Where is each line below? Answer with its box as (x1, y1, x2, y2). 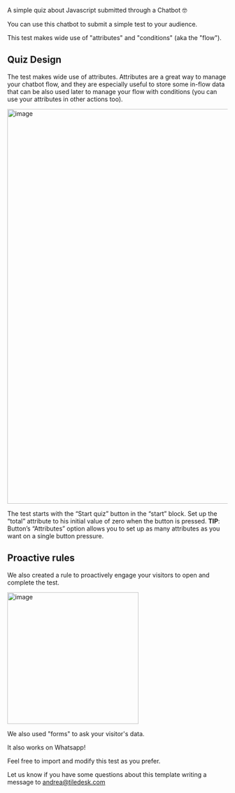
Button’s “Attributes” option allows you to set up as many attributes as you (7, 524, 220, 533)
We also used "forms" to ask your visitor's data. (7, 729, 145, 738)
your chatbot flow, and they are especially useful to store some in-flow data (7, 80, 225, 88)
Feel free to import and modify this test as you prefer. (7, 757, 161, 765)
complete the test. (7, 578, 59, 587)
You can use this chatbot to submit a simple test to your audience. (7, 20, 198, 28)
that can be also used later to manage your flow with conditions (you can (7, 87, 218, 95)
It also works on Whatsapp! (7, 743, 86, 752)
